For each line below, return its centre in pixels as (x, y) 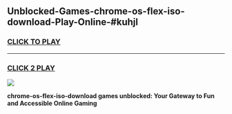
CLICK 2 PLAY (31, 68)
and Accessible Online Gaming (52, 103)
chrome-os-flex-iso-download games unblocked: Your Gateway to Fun (111, 95)
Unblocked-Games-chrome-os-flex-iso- (96, 11)
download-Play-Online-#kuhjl (72, 22)
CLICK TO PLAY (34, 42)
